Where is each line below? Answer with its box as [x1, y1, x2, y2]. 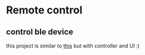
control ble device [6, 27, 73, 37]
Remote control [6, 4, 83, 17]
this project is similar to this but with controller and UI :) [6, 42, 140, 49]
